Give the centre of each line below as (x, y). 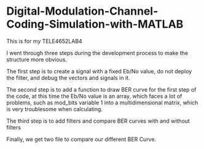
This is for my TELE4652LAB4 (45, 41)
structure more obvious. (37, 59)
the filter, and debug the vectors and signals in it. (68, 78)
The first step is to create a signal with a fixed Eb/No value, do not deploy (99, 71)
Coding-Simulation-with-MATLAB (95, 24)
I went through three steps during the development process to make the (97, 53)
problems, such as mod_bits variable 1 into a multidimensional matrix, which (102, 103)
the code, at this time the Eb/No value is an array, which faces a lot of (94, 96)
